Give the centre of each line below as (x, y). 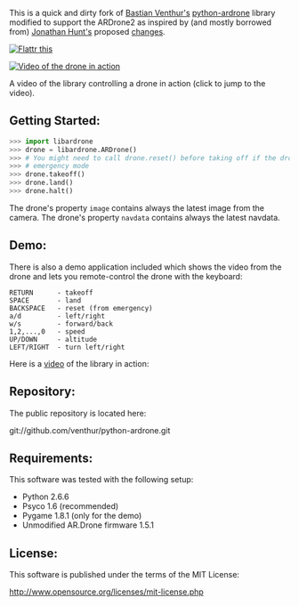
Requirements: (51, 458)
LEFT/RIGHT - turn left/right (67, 347)
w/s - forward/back (61, 324)
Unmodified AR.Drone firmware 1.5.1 (88, 525)
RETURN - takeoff (51, 293)
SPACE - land (45, 300)
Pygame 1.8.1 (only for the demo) (82, 516)
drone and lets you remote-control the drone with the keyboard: (126, 276)
